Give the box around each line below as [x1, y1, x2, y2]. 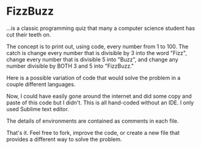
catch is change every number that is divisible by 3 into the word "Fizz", [6, 49, 188, 56]
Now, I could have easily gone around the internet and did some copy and [6, 92, 192, 100]
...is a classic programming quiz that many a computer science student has [6, 24, 196, 32]
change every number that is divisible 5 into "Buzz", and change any [6, 56, 178, 63]
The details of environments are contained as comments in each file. [6, 117, 179, 125]
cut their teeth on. [6, 31, 51, 38]
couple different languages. [6, 81, 76, 88]
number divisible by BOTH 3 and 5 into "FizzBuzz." [6, 62, 134, 70]
